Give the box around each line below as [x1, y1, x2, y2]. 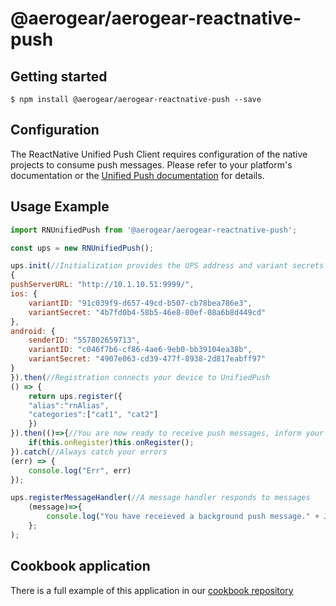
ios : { [10, 289, 38, 299]
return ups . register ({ [28, 391, 123, 401]
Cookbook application [10, 558, 151, 575]
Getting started [10, 68, 108, 85]
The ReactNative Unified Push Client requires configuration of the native [10, 148, 308, 160]
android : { [10, 326, 56, 336]
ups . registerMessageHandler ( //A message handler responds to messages [10, 493, 311, 503]
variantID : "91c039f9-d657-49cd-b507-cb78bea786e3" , [28, 298, 253, 308]
